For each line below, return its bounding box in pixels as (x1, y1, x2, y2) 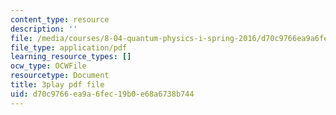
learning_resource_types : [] (10, 52, 132, 62)
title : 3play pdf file (10, 80, 105, 90)
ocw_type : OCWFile (10, 61, 87, 71)
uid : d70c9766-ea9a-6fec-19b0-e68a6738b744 (10, 89, 195, 99)
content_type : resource (10, 14, 110, 25)
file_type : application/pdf (10, 42, 128, 53)
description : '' (10, 24, 78, 34)
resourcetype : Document (10, 71, 110, 81)
